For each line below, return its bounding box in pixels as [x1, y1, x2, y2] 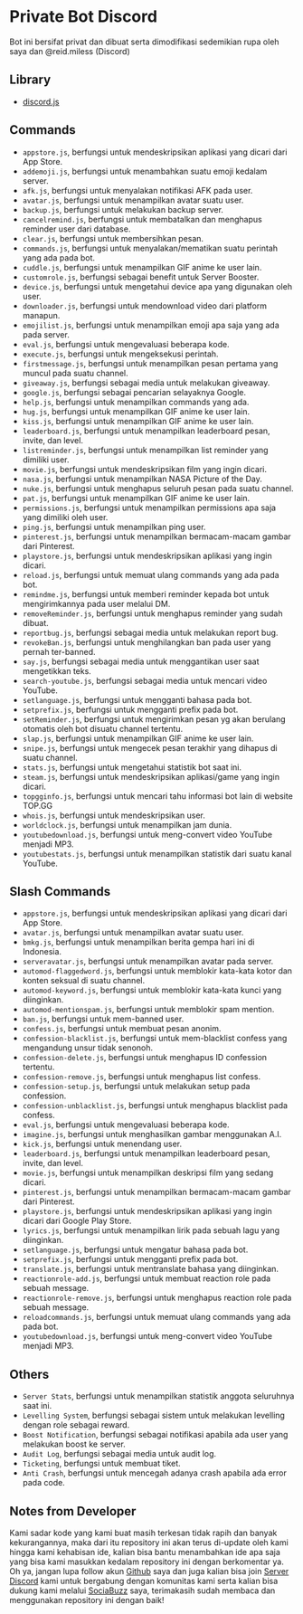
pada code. [22, 1477, 65, 1488]
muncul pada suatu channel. [22, 367, 128, 378]
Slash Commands [9, 884, 111, 899]
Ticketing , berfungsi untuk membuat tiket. [22, 1458, 181, 1469]
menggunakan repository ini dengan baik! [9, 1595, 165, 1605]
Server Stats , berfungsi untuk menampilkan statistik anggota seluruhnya [22, 1391, 295, 1401]
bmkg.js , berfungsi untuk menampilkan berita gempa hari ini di [22, 936, 255, 947]
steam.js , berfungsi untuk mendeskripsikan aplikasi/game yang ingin [22, 771, 280, 782]
